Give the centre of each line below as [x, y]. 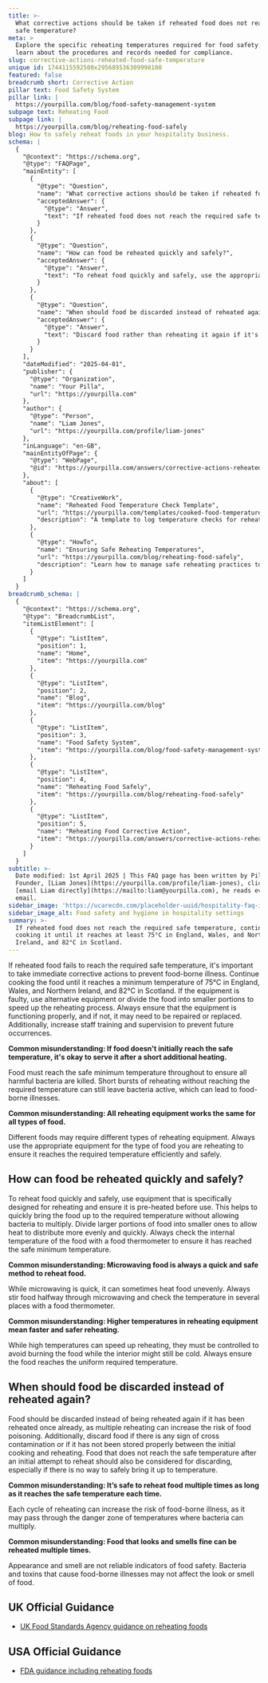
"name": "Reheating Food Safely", [94, 786]
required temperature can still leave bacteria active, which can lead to [123, 1089]
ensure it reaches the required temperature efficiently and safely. [115, 1154]
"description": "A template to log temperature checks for [137, 520]
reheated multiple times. [50, 1550]
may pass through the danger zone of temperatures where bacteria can [126, 1517]
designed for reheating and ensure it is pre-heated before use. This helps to [133, 1207]
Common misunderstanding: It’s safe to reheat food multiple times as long [134, 1485]
